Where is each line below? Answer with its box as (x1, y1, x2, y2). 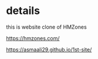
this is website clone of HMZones (6, 23, 87, 30)
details (6, 4, 40, 18)
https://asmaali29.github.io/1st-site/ (6, 46, 92, 53)
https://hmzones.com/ (6, 34, 60, 41)
